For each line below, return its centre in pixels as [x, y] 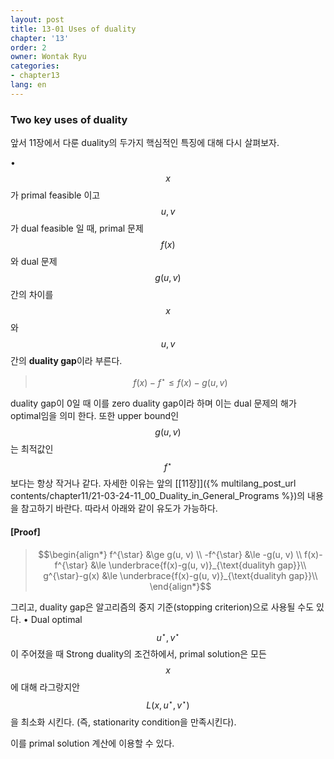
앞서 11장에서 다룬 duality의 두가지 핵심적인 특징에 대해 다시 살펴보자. [145, 143]
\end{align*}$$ [180, 586]
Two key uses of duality [69, 119]
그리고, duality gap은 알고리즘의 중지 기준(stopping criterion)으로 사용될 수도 [162, 607]
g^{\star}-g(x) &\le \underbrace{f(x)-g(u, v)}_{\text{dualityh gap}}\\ [180, 575]
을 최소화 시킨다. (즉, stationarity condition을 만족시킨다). [123, 722]
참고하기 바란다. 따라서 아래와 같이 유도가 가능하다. [119, 508]
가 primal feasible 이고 [55, 195]
